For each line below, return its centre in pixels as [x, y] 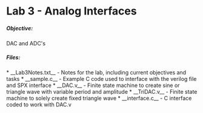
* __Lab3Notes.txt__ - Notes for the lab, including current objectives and [96, 73]
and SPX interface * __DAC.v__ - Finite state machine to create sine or [93, 85]
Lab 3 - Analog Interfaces [72, 11]
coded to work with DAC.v [39, 105]
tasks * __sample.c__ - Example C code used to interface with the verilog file [101, 79]
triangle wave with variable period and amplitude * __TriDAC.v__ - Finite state [102, 92]
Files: [13, 57]
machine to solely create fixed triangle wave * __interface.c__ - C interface [99, 98]
